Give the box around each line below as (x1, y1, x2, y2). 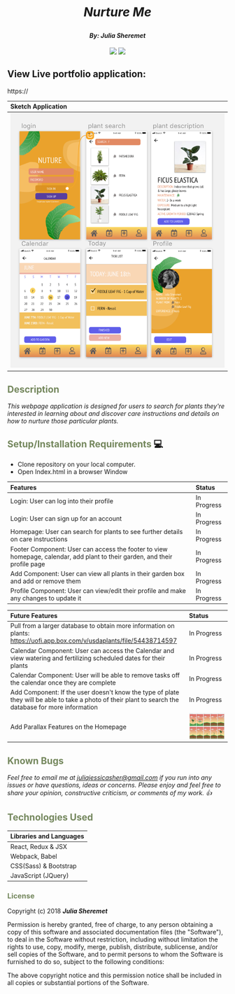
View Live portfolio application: (7, 68, 146, 80)
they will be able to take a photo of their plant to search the (10, 696, 180, 704)
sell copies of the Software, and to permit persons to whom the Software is (7, 950, 224, 959)
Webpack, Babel (10, 852, 57, 860)
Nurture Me (83, 4, 152, 20)
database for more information (10, 703, 98, 711)
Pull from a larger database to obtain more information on (10, 622, 175, 630)
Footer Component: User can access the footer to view (10, 545, 168, 553)
